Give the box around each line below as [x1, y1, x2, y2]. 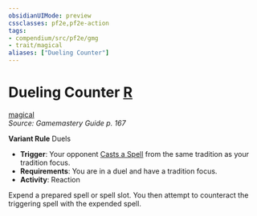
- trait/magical [8, 42, 63, 50]
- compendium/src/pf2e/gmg [8, 34, 99, 42]
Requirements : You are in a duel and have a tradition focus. [19, 166, 218, 176]
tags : [8, 26, 27, 34]
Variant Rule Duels [8, 134, 71, 143]
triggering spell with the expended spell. [8, 198, 142, 208]
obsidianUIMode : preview [8, 11, 92, 20]
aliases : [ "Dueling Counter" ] [8, 49, 110, 57]
